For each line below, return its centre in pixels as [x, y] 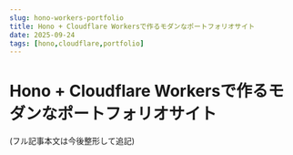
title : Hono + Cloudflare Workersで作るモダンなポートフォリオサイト [132, 26]
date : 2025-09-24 [42, 35]
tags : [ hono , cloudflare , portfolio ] [77, 43]
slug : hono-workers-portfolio [67, 18]
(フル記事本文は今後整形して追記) [72, 141]
